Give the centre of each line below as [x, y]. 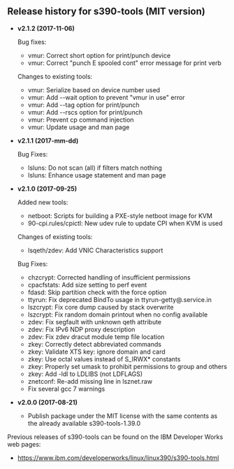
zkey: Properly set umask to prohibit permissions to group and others [127, 366]
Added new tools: [43, 202]
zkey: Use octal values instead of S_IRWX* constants [104, 359]
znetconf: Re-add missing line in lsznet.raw [90, 381]
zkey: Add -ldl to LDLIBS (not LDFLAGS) [85, 374]
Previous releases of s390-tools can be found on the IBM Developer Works [115, 437]
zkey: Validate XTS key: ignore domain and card [96, 352]
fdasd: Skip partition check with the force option [97, 292]
